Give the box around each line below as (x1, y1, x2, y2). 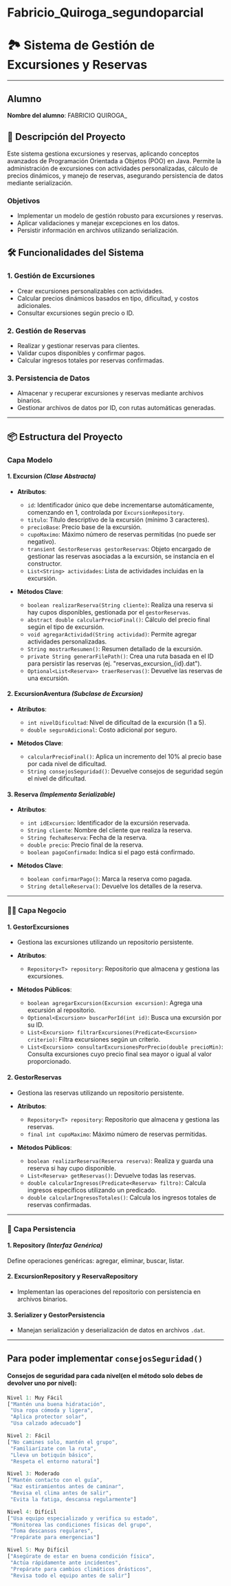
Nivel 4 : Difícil (7, 1508, 57, 1515)
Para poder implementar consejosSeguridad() (7, 1352, 203, 1364)
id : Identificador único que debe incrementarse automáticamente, (27, 501, 214, 509)
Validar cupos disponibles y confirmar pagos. (16, 349, 146, 358)
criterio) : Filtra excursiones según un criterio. (27, 1036, 161, 1044)
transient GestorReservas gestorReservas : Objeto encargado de (27, 544, 211, 553)
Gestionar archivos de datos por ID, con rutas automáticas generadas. (16, 404, 216, 412)
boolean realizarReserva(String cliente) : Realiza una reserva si (27, 601, 214, 609)
